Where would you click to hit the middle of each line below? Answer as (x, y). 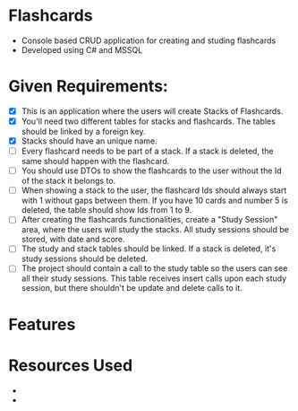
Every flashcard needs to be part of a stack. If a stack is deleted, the (147, 151)
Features (42, 324)
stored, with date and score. (73, 240)
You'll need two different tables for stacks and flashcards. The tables (149, 121)
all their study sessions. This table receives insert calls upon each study (154, 278)
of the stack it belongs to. (68, 181)
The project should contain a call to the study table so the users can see (154, 268)
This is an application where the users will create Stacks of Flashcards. (152, 111)
